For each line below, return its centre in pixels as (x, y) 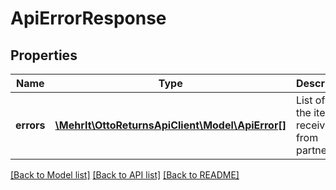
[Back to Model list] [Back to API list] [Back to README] (125, 175)
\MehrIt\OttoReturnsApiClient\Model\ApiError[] (170, 125)
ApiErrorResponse (88, 18)
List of (310, 100)
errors (30, 125)
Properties (44, 55)
